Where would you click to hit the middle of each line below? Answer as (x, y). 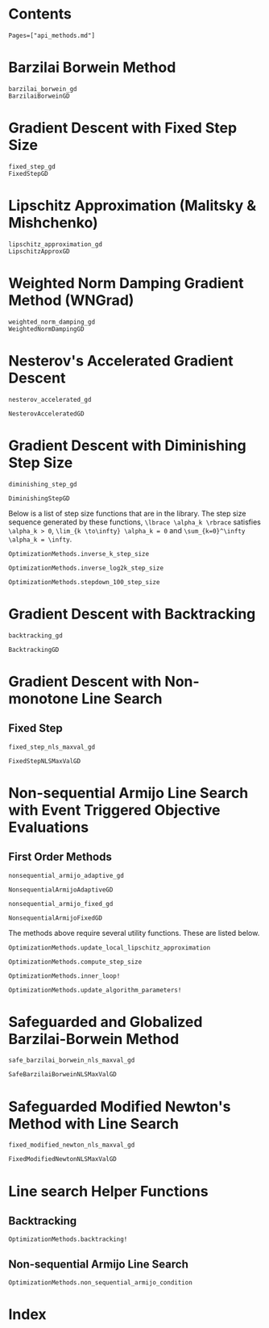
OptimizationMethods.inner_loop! (64, 976)
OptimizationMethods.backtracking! (68, 1239)
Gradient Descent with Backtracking (132, 614)
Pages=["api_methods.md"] (52, 35)
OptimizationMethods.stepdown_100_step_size (84, 582)
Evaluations (49, 827)
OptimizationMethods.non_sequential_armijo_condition (101, 1283)
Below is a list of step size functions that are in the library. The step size (127, 513)
